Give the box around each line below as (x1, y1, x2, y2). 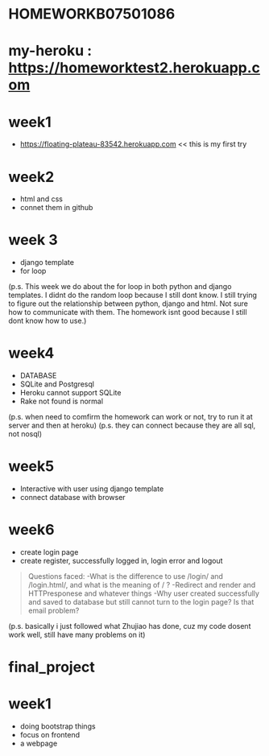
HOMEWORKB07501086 (8, 5, 176, 23)
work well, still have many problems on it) (8, 630, 146, 639)
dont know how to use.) (8, 316, 87, 326)
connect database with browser (19, 493, 126, 502)
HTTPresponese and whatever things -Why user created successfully (27, 589, 260, 598)
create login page (19, 547, 79, 556)
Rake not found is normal (19, 396, 103, 407)
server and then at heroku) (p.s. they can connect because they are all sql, (8, 420, 256, 431)
